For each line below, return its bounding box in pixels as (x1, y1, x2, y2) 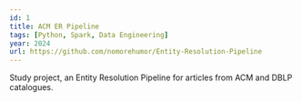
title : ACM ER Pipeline (9, 22, 100, 31)
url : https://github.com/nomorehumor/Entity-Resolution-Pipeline (9, 47, 262, 56)
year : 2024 (9, 38, 51, 48)
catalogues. (9, 82, 54, 93)
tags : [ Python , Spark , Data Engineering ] (9, 30, 169, 39)
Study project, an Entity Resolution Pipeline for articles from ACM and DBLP (9, 72, 293, 83)
